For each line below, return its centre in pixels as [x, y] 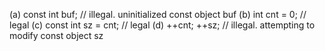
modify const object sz [56, 35]
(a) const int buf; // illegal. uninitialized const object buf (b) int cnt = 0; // [158, 14]
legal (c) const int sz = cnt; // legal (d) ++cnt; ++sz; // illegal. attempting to [162, 25]
